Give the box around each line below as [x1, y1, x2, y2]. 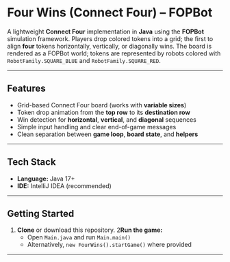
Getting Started [7, 207, 75, 220]
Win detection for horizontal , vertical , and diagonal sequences [16, 115, 196, 124]
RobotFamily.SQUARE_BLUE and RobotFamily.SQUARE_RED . [7, 56, 161, 64]
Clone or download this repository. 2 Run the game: [16, 226, 163, 234]
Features [7, 83, 46, 94]
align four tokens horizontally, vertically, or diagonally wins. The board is [7, 42, 212, 50]
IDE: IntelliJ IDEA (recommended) [16, 181, 112, 189]
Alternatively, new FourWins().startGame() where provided [27, 241, 192, 249]
